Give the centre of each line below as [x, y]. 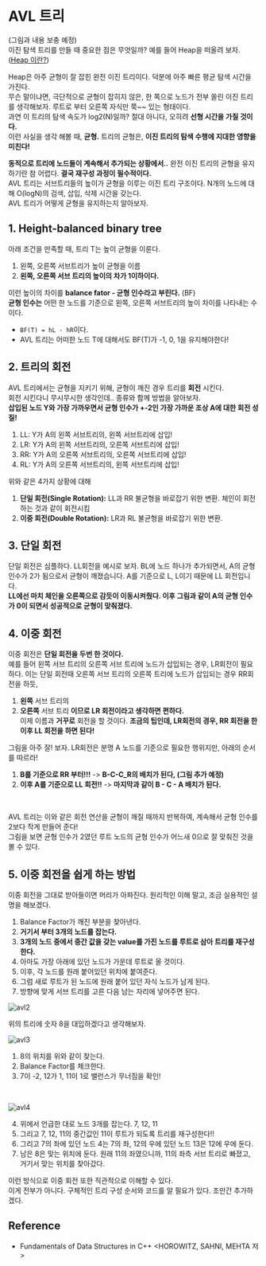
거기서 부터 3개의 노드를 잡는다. [68, 932]
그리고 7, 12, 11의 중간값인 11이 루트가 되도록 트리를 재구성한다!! [117, 1134]
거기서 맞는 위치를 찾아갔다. [62, 1164]
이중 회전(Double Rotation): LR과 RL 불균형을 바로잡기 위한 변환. [121, 518]
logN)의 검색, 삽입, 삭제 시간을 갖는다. [83, 193]
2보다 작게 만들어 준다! [43, 827]
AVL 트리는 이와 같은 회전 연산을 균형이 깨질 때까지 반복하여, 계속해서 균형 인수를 [133, 817]
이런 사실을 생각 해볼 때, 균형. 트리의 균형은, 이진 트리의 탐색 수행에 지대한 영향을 [132, 136]
